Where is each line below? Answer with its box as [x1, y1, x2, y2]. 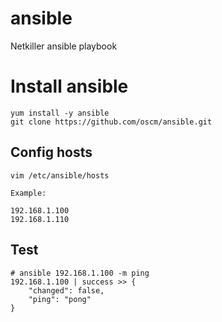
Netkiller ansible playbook [10, 40, 118, 52]
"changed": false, [28, 285, 105, 296]
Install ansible [10, 75, 129, 98]
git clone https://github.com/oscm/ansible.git [10, 117, 213, 127]
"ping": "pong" [28, 294, 92, 304]
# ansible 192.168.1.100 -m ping [10, 268, 150, 278]
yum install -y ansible [10, 108, 110, 118]
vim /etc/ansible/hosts [10, 170, 110, 181]
